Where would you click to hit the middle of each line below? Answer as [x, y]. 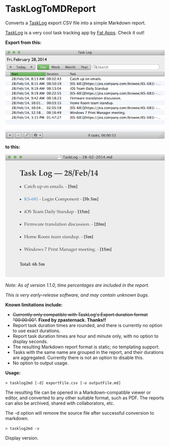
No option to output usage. [40, 363]
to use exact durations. [36, 331]
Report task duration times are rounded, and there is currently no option [88, 325]
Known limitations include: [34, 305]
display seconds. [30, 341]
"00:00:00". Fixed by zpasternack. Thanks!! [59, 320]
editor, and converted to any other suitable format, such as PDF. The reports [85, 397]
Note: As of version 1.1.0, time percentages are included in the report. [77, 285]
